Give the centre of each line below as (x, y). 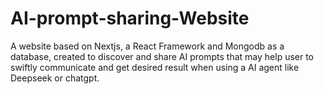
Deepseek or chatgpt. (55, 78)
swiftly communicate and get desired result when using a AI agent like (155, 67)
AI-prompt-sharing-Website (130, 18)
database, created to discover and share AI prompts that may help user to (162, 56)
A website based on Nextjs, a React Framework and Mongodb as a (147, 46)
